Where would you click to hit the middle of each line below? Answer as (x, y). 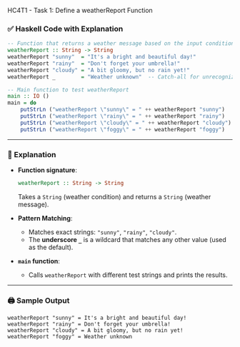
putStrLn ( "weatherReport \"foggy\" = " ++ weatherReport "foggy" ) (122, 129)
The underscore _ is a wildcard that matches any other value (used (127, 239)
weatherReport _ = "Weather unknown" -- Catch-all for (104, 77)
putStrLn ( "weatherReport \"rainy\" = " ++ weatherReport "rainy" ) (122, 116)
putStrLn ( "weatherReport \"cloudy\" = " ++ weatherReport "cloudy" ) (126, 123)
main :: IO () (29, 96)
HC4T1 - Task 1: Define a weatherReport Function (80, 10)
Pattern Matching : (45, 218)
